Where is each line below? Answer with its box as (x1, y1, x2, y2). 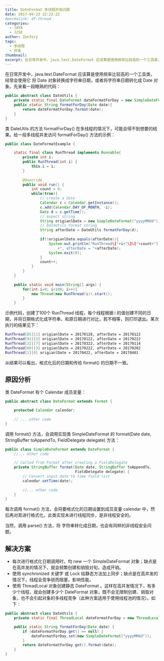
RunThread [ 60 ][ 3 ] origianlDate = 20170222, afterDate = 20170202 (5, 346, 141, 351)
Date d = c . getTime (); (40, 209, 86, 214)
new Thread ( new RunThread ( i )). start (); (31, 291, 112, 296)
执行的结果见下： (5, 322, 40, 328)
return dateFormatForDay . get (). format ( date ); (22, 642, 117, 648)
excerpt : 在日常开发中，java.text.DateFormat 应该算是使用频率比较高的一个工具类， (5, 57, 162, 62)
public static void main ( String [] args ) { (14, 282, 102, 287)
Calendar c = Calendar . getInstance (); (40, 200, 119, 205)
